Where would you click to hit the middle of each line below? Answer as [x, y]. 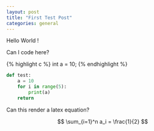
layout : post [23, 12]
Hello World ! [23, 41]
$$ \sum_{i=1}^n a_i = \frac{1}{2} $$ [103, 121]
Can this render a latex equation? [48, 110]
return [26, 98]
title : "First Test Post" [39, 18]
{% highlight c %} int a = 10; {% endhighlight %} [67, 64]
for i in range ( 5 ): [42, 87]
